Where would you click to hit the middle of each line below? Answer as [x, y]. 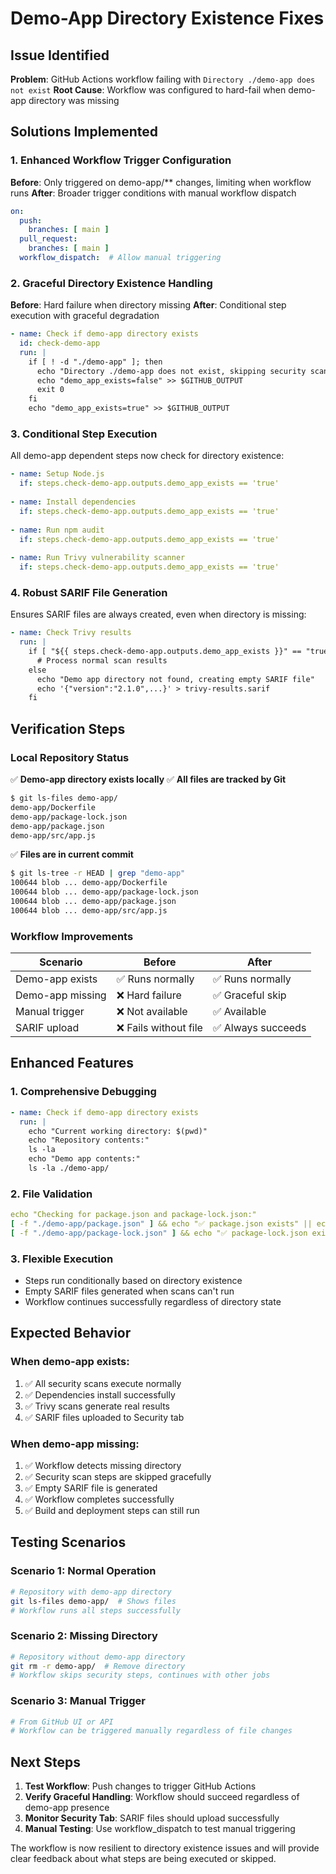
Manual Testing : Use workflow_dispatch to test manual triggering [160, 1829]
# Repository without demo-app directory [98, 1657]
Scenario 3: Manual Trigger [78, 1701]
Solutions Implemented [84, 132]
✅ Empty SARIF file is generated [91, 1488]
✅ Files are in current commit [72, 854]
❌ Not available [152, 1012]
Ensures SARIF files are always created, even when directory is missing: [158, 614]
